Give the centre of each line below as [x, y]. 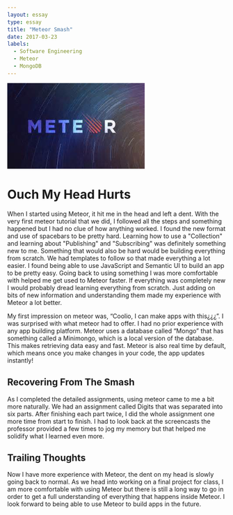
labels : [18, 44]
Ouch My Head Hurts [69, 194]
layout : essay [28, 15]
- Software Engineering [48, 51]
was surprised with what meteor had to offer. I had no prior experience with [115, 323]
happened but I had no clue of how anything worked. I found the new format [116, 228]
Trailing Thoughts [47, 458]
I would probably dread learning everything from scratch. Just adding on [111, 287]
